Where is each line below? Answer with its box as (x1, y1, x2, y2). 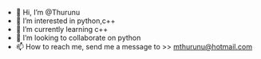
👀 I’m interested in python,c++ (15, 16, 116, 26)
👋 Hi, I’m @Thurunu (15, 8, 81, 17)
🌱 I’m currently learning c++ (15, 25, 109, 33)
